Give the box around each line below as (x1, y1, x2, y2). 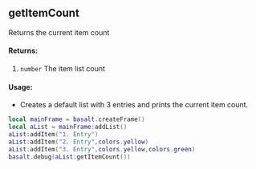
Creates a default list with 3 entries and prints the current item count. (19, 100, 249, 110)
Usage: (8, 82, 34, 91)
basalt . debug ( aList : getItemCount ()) (8, 152, 131, 161)
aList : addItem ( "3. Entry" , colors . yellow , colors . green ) (8, 145, 196, 153)
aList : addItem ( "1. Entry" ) (8, 130, 99, 139)
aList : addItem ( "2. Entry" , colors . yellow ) (8, 138, 149, 146)
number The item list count (19, 64, 106, 74)
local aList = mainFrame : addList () (8, 123, 128, 131)
